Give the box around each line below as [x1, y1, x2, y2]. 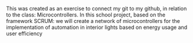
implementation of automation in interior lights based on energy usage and [6, 24, 188, 31]
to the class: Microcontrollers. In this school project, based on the [6, 11, 166, 18]
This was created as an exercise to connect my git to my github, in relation [6, 5, 187, 12]
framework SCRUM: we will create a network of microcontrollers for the [6, 18, 180, 24]
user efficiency [6, 30, 42, 37]
